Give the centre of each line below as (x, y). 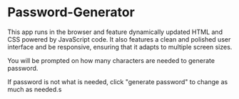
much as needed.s (35, 89)
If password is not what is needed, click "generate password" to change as (118, 81)
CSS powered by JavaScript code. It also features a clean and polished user (119, 39)
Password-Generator (71, 12)
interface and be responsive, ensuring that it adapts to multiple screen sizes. (120, 47)
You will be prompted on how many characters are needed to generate (111, 60)
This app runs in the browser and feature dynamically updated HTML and (115, 32)
